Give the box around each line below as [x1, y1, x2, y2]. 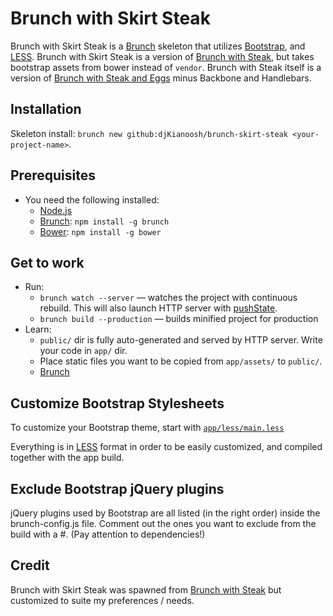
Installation [10, 101, 82, 118]
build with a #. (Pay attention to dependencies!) [10, 528, 206, 540]
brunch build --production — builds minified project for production [39, 313, 319, 325]
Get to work [10, 254, 85, 271]
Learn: [24, 323, 52, 336]
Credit [10, 557, 50, 574]
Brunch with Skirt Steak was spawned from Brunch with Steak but [10, 583, 282, 596]
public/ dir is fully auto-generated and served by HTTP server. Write [39, 334, 323, 346]
